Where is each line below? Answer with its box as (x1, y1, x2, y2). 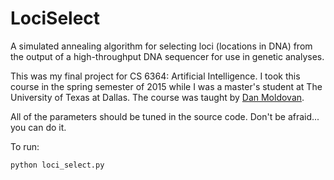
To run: (10, 140, 40, 152)
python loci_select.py (10, 160, 105, 170)
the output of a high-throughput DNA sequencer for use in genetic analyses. (10, 50, 325, 62)
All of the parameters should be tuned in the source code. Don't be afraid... (10, 110, 320, 122)
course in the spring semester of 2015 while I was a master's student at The (10, 80, 323, 92)
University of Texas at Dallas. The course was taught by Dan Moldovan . (10, 91, 305, 103)
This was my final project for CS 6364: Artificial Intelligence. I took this (10, 70, 301, 82)
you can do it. (10, 121, 67, 133)
